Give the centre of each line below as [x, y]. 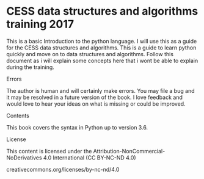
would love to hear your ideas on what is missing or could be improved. [96, 104]
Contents [18, 115]
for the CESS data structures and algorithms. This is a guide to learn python [101, 48]
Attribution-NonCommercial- [129, 151]
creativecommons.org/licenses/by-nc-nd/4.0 [63, 169]
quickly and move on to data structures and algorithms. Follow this [90, 54]
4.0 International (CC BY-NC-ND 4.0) [89, 158]
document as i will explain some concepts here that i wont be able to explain [102, 60]
